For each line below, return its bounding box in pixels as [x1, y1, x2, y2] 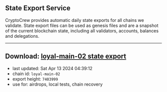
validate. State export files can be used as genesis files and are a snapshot [5, 22, 159, 28]
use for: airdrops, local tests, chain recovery [12, 81, 103, 87]
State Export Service [5, 4, 71, 12]
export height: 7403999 [12, 76, 58, 82]
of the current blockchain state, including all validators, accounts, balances [5, 27, 159, 34]
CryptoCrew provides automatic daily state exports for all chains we [5, 17, 144, 23]
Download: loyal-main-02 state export [5, 52, 127, 61]
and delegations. [5, 33, 40, 39]
